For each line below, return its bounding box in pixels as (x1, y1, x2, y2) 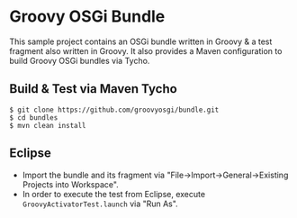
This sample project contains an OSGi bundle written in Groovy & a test (9, 36, 273, 47)
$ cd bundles (9, 113, 58, 123)
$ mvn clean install (9, 121, 87, 130)
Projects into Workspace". (22, 178, 119, 190)
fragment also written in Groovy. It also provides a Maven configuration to (9, 45, 283, 56)
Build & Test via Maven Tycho (9, 81, 177, 96)
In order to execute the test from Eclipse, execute (22, 188, 205, 199)
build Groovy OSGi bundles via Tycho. (9, 55, 150, 66)
